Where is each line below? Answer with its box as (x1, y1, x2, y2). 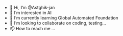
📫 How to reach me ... (9, 26, 55, 31)
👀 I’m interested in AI (9, 10, 52, 16)
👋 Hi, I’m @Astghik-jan (9, 5, 55, 10)
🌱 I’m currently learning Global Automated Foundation (9, 15, 119, 20)
